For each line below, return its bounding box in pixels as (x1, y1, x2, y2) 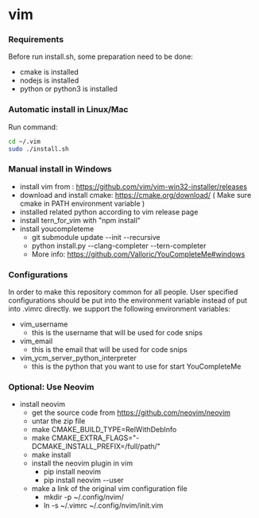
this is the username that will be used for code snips (31, 328, 203, 338)
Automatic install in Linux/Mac (8, 104, 129, 115)
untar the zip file (31, 416, 86, 426)
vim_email (19, 336, 53, 346)
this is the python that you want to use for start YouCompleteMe (31, 361, 242, 371)
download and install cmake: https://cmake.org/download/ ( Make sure (19, 190, 252, 199)
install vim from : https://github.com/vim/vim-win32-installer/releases (19, 181, 248, 191)
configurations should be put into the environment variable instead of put (8, 296, 248, 305)
